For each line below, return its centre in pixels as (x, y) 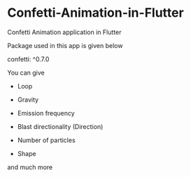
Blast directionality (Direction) (60, 126)
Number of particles (46, 140)
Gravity (28, 100)
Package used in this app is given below (65, 45)
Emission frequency (46, 113)
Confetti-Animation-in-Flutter (95, 13)
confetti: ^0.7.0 (28, 59)
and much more (30, 167)
